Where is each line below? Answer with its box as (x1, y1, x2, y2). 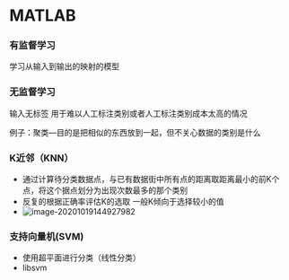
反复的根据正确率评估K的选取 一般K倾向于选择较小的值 (22, 197, 224, 207)
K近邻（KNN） (9, 152, 74, 164)
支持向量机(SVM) (9, 231, 84, 242)
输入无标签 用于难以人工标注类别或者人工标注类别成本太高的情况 (9, 108, 248, 118)
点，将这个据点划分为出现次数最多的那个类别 (22, 185, 188, 196)
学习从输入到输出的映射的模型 (9, 61, 119, 72)
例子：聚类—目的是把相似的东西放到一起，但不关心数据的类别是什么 (9, 127, 261, 137)
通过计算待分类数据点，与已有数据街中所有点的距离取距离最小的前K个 (22, 174, 280, 185)
